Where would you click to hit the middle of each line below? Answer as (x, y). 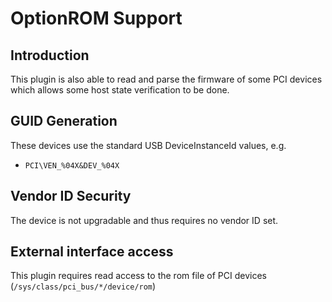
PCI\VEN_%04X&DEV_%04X (72, 165)
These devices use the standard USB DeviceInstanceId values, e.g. (148, 145)
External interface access (92, 252)
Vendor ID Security (71, 196)
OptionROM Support (96, 18)
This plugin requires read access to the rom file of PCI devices (138, 276)
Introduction (50, 55)
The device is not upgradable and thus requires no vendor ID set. (144, 220)
